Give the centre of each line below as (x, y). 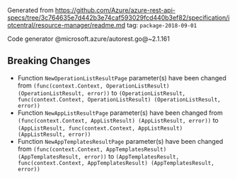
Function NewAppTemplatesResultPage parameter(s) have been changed (120, 141)
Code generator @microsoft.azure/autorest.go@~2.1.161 (88, 39)
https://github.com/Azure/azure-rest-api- (115, 10)
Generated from (31, 10)
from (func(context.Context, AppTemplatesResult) (92, 149)
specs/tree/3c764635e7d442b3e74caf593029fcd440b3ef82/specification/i (118, 18)
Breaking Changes (49, 61)
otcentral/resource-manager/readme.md (67, 25)
